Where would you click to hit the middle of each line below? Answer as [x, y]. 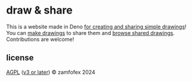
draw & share [39, 10]
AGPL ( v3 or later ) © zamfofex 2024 [51, 72]
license [20, 58]
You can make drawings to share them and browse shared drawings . [90, 33]
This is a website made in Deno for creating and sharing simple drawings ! [96, 27]
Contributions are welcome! [40, 39]
